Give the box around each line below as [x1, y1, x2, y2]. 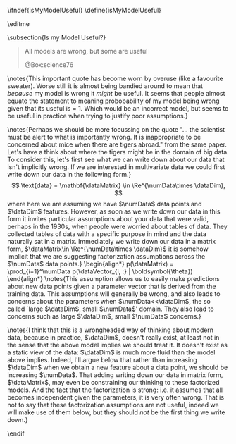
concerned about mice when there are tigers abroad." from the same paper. [7, 140, 228, 149]
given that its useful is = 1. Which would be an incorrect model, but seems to [7, 104, 229, 112]
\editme [7, 20, 30, 27]
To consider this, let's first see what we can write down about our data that [7, 155, 225, 164]
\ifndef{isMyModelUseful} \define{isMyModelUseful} [7, 6, 162, 14]
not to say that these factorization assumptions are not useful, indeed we [7, 401, 220, 409]
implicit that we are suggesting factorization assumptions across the [7, 252, 206, 260]
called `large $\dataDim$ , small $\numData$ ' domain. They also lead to [7, 304, 214, 313]
